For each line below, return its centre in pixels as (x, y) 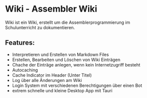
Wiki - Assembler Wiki (51, 9)
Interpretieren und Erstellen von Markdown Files (60, 54)
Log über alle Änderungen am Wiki (47, 80)
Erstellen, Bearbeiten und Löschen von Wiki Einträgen (66, 60)
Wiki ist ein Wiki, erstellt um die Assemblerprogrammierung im (68, 22)
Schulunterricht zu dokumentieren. (40, 27)
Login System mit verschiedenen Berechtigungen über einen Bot (77, 85)
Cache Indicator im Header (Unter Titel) (52, 75)
